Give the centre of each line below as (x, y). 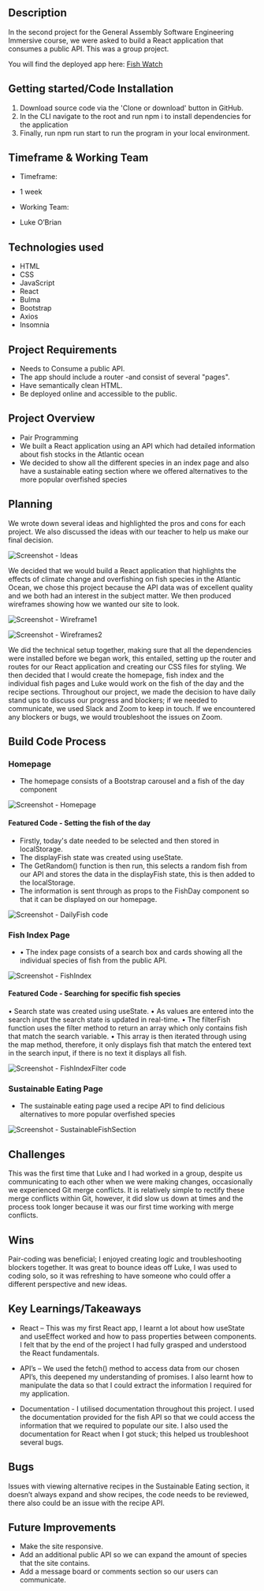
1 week (31, 192)
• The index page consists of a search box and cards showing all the (131, 952)
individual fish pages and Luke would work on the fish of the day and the (126, 683)
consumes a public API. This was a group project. (89, 48)
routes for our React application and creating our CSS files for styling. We (127, 666)
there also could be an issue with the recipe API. (87, 1503)
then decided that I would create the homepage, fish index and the (116, 675)
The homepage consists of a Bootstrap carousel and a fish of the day (132, 781)
